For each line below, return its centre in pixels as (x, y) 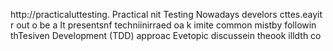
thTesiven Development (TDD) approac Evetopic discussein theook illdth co (166, 35)
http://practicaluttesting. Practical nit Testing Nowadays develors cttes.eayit (166, 14)
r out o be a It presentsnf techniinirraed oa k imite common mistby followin (163, 25)
